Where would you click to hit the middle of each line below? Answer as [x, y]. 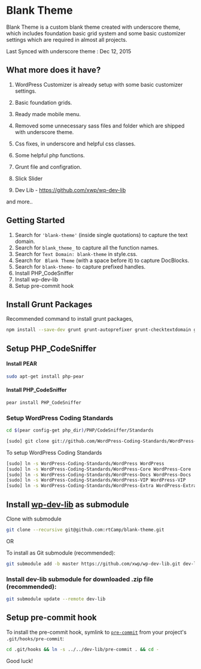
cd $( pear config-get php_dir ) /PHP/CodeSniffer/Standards [80, 431]
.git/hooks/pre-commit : [35, 638]
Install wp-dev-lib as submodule [68, 504]
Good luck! [20, 661]
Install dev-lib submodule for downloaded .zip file [80, 579]
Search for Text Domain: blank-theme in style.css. [76, 254]
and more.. [19, 202]
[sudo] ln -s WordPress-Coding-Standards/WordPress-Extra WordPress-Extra [101, 486]
